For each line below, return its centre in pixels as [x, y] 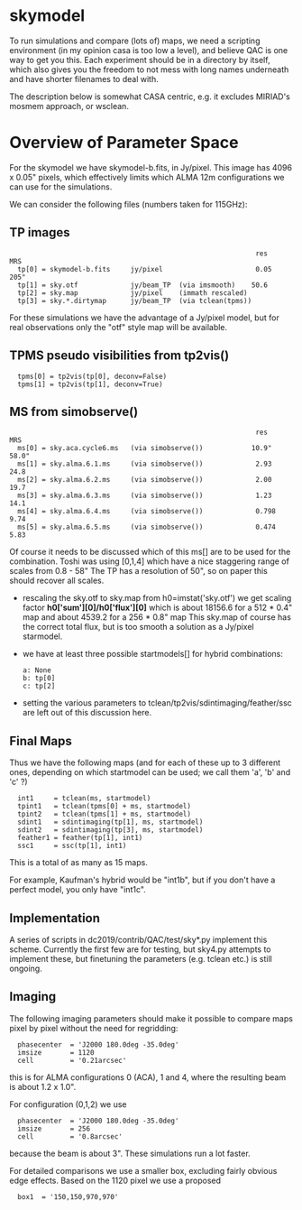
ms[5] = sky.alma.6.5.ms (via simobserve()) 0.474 [147, 527]
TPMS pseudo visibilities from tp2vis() [119, 356]
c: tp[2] [39, 687]
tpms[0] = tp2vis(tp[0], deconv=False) [92, 376]
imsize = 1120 [56, 1052]
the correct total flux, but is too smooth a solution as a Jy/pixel [138, 627]
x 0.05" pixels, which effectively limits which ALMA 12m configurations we [147, 177]
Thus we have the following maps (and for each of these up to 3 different [145, 762]
